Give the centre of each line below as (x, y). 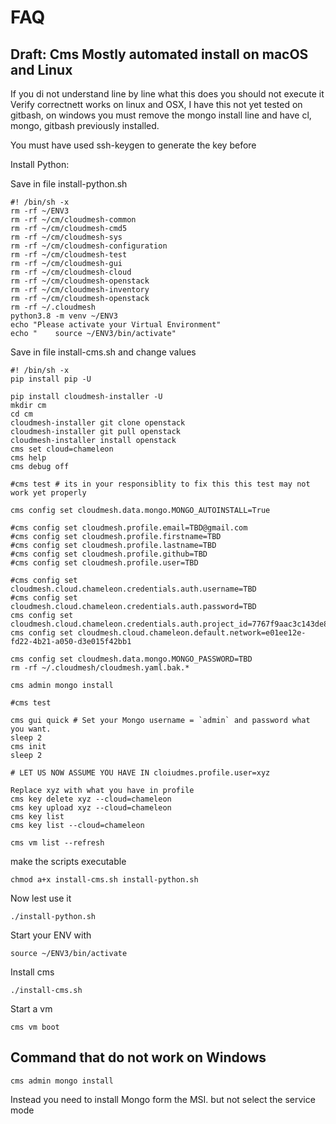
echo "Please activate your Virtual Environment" (116, 325)
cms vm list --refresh (57, 843)
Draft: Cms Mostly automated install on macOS (159, 54)
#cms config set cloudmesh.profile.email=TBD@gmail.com (129, 528)
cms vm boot (35, 1027)
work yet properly (48, 493)
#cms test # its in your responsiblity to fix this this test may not (160, 484)
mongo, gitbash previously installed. (85, 125)
